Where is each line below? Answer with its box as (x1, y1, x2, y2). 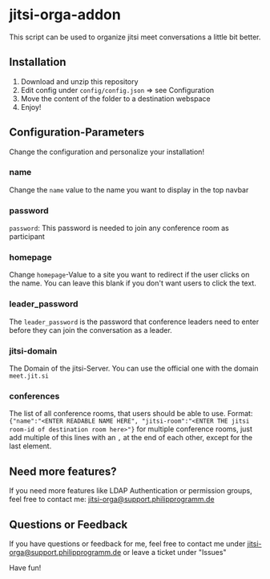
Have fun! (9, 563, 42, 573)
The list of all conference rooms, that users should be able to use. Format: (9, 409, 253, 419)
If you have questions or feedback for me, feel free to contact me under (9, 539, 246, 549)
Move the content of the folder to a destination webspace (20, 94, 211, 103)
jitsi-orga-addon (9, 6, 121, 24)
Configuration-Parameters (9, 126, 145, 140)
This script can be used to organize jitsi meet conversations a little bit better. (9, 32, 261, 42)
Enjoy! (20, 102, 42, 111)
